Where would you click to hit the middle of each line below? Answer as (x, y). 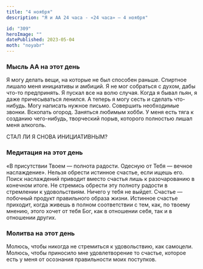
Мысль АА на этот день (43, 66)
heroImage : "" (24, 34)
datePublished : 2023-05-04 (40, 40)
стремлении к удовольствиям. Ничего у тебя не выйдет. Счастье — (95, 191)
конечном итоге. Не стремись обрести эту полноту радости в (87, 185)
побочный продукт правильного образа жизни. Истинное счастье (92, 198)
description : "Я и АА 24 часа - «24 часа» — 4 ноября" (77, 18)
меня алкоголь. (26, 125)
